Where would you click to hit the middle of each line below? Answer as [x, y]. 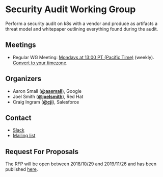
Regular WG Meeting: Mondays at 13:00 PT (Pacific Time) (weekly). [83, 57]
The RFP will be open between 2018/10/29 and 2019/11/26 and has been [81, 164]
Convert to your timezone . [40, 63]
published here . [22, 169]
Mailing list [24, 136]
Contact [18, 118]
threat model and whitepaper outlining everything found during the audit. [82, 29]
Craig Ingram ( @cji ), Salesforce [46, 102]
